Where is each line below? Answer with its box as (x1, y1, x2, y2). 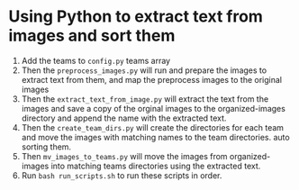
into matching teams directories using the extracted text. (50, 160, 261, 171)
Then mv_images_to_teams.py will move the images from (21, 150, 228, 161)
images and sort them (8, 25, 176, 46)
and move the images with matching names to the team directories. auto (21, 131, 290, 142)
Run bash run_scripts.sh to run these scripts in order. (21, 169, 222, 181)
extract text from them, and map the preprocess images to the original (21, 74, 283, 85)
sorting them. (21, 141, 72, 152)
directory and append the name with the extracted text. (21, 113, 227, 123)
